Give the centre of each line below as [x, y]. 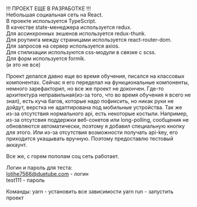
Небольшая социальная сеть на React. [55, 15]
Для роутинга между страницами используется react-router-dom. [89, 40]
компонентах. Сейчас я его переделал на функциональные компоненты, [98, 82]
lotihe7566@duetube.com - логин [48, 174]
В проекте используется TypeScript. [51, 21]
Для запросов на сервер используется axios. [63, 46]
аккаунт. [17, 145]
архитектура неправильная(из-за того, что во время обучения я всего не [98, 95]
